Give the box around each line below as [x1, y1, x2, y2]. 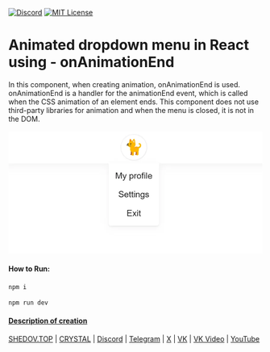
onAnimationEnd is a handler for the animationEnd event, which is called [8, 88, 248, 98]
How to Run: [8, 264, 51, 274]
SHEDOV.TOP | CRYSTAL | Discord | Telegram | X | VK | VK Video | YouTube [8, 333, 260, 343]
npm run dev [8, 299, 48, 307]
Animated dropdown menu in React [8, 36, 250, 54]
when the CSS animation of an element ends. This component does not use [8, 97, 260, 107]
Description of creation [8, 316, 88, 326]
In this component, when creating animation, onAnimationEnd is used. [8, 79, 240, 89]
